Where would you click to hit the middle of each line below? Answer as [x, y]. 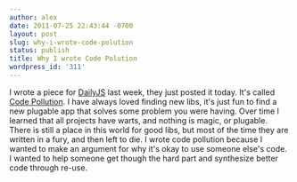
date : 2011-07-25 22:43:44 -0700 [71, 26]
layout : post [33, 34]
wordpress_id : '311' [48, 67]
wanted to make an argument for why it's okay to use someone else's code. [148, 148]
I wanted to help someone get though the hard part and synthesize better [144, 158]
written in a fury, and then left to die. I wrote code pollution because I [136, 139]
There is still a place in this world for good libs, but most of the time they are [149, 130]
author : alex [33, 17]
